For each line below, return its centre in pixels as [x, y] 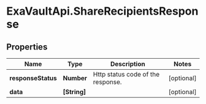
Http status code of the [126, 74]
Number [75, 78]
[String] [74, 92]
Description [128, 64]
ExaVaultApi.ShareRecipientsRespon [102, 11]
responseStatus [33, 78]
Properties [27, 47]
